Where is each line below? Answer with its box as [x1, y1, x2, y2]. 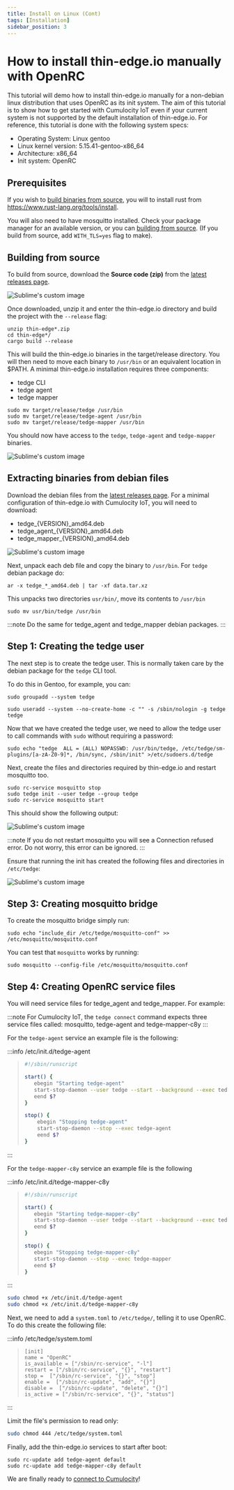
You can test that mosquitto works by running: [7, 948, 139, 957]
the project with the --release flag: [7, 312, 108, 320]
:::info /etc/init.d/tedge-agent [7, 1047, 91, 1056]
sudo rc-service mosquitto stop [7, 784, 101, 791]
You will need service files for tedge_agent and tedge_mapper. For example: [7, 1000, 225, 1008]
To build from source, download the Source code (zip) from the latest [7, 270, 207, 278]
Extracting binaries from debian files [7, 472, 169, 484]
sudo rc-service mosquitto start [7, 796, 104, 803]
